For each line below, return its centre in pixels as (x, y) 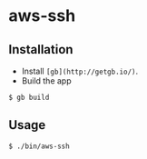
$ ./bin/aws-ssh (39, 146)
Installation (41, 50)
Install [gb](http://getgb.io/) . (79, 71)
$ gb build (29, 97)
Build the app (46, 81)
